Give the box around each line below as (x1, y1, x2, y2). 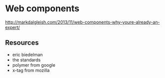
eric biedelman (12, 52, 43, 57)
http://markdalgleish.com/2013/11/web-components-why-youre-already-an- (5, 19, 160, 25)
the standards (12, 57, 41, 63)
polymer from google (12, 62, 56, 68)
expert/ (5, 24, 20, 30)
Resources (5, 39, 39, 47)
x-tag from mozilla (12, 67, 50, 73)
